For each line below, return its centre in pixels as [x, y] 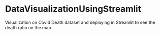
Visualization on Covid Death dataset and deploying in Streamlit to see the [80, 22]
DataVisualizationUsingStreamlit [73, 9]
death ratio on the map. [29, 27]
